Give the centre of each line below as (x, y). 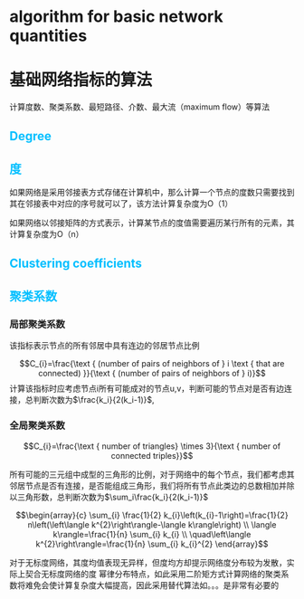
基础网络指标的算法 (81, 80)
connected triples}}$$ (152, 455)
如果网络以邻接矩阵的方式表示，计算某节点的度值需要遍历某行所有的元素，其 (152, 223)
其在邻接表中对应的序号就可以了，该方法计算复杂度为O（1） (121, 204)
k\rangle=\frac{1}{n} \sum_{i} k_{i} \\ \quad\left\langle (152, 534)
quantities (48, 36)
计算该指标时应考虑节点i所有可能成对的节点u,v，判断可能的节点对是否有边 (147, 389)
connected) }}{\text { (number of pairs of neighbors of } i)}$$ (152, 374)
